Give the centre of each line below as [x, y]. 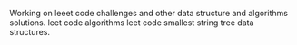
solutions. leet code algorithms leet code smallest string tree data [132, 22]
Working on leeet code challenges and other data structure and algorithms [149, 13]
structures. [30, 32]
